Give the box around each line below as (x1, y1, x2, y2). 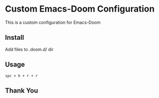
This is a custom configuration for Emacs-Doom (5, 19, 101, 25)
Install (5, 33, 24, 42)
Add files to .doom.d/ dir (5, 46, 54, 52)
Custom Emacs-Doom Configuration (5, 3, 155, 15)
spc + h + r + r (5, 73, 38, 78)
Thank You (5, 86, 38, 95)
